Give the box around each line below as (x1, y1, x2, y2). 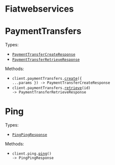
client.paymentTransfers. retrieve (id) (12, 86, 91, 91)
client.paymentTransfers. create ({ (12, 76, 82, 81)
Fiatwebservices (5, 3, 74, 15)
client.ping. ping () (12, 151, 52, 156)
